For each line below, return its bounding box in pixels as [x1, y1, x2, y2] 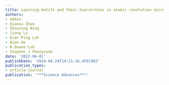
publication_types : [5, 63, 46, 68]
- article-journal [5, 68, 44, 73]
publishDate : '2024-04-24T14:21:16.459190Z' [5, 58, 100, 63]
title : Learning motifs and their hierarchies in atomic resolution [5, 7, 152, 12]
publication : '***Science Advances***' [5, 72, 89, 77]
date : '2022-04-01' [5, 53, 46, 59]
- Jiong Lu [5, 30, 28, 35]
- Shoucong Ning [5, 26, 39, 31]
